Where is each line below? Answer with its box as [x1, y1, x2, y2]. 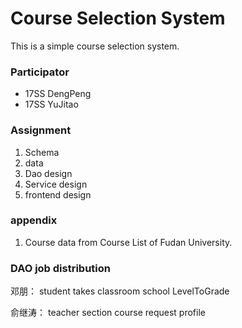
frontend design [24, 188, 92, 201]
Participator [10, 65, 70, 79]
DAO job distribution [10, 261, 111, 275]
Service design [24, 178, 88, 190]
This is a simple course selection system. [10, 40, 180, 52]
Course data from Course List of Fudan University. [24, 236, 233, 248]
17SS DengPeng [24, 88, 92, 100]
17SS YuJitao [24, 98, 79, 111]
